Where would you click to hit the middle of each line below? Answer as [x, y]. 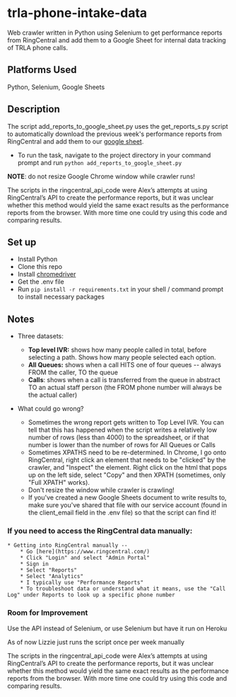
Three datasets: [40, 336]
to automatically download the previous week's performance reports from [115, 134]
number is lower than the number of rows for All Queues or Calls [122, 445]
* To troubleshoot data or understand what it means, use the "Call [123, 589]
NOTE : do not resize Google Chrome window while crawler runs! [101, 176]
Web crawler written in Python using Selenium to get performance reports [115, 33]
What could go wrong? [51, 409]
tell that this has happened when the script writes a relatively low [123, 430]
